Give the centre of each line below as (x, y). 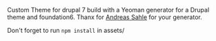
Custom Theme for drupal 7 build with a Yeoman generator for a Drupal (108, 10)
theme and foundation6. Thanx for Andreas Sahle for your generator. (105, 17)
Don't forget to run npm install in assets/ (66, 30)
